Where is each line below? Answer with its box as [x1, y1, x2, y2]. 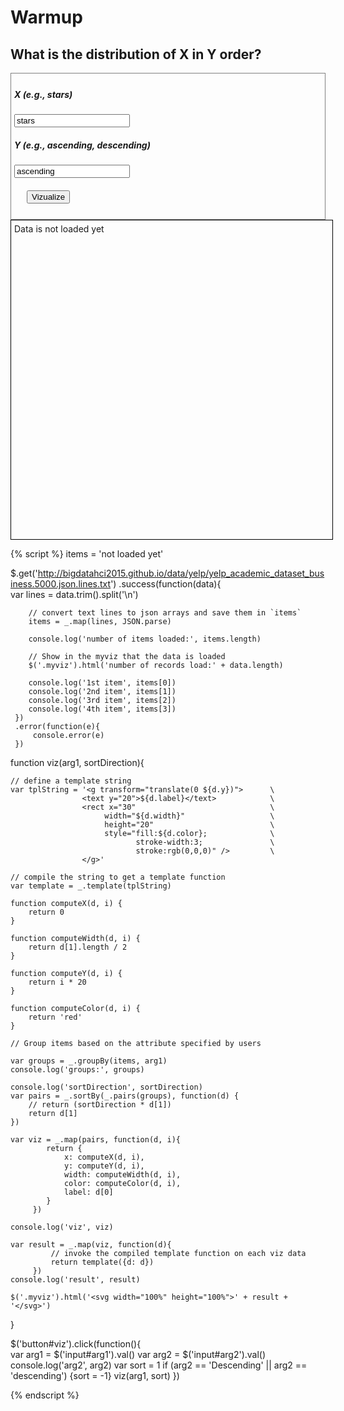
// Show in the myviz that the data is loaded [28, 651, 226, 661]
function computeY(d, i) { [10, 968, 123, 978]
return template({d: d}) [50, 1257, 155, 1267]
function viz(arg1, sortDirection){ [10, 756, 145, 768]
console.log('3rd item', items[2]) [28, 695, 177, 705]
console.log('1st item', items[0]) [28, 677, 177, 688]
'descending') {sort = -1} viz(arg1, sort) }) [10, 1369, 180, 1381]
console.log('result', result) [10, 1274, 141, 1285]
